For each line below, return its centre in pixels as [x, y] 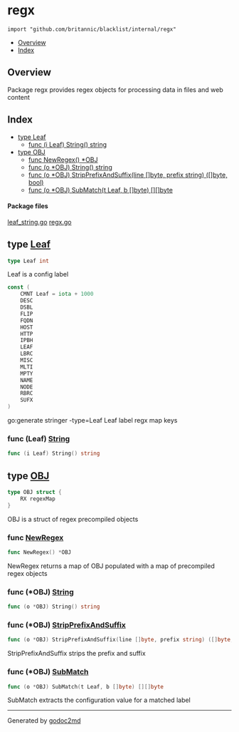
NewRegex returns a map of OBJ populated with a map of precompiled [111, 566]
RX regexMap [38, 499]
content [19, 97]
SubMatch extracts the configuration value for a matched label [99, 700]
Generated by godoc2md [44, 721]
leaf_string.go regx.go [39, 222]
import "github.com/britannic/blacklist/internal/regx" [92, 29]
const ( [19, 287]
